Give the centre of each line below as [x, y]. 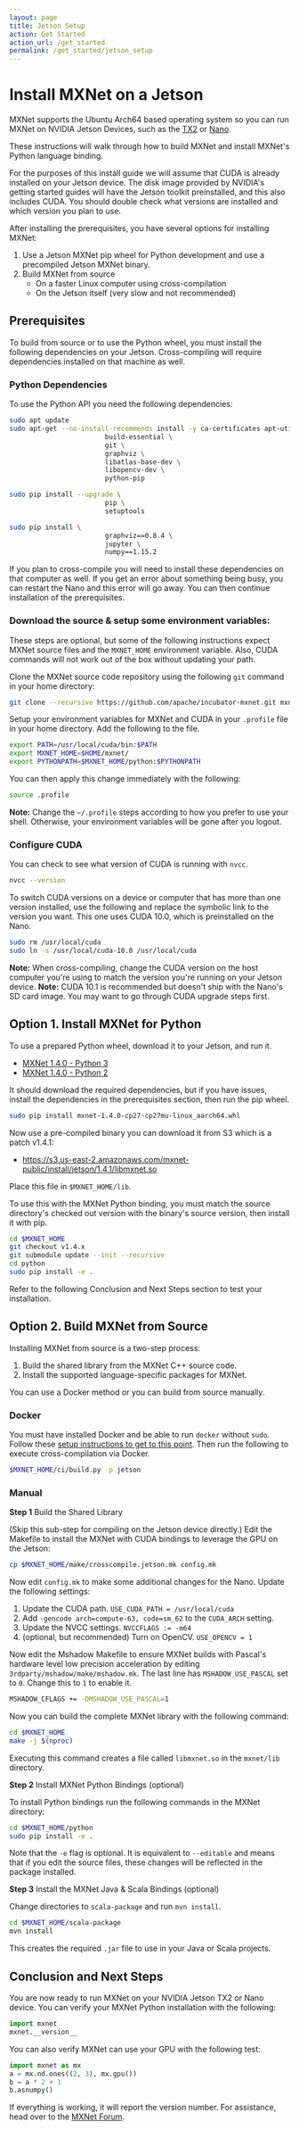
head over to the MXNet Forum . [67, 2117]
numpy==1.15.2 [131, 552]
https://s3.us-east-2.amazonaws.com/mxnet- [105, 1159]
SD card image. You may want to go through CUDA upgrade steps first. [139, 996]
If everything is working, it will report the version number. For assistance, [143, 2108]
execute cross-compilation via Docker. [80, 1454]
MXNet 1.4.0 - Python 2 [65, 1073]
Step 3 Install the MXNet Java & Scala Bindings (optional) [114, 1889]
